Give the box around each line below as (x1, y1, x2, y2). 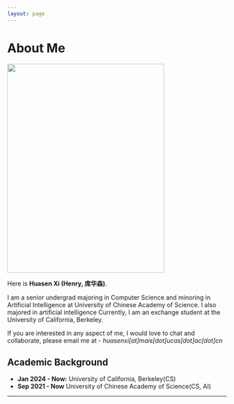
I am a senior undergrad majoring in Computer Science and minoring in (7, 293, 211, 302)
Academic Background (7, 356, 109, 368)
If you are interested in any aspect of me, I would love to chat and (7, 329, 195, 337)
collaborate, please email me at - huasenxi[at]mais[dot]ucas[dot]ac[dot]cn (7, 336, 223, 345)
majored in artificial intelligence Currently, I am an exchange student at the (7, 308, 221, 316)
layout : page (7, 10, 45, 17)
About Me (7, 40, 65, 56)
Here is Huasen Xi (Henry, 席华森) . (7, 279, 107, 288)
